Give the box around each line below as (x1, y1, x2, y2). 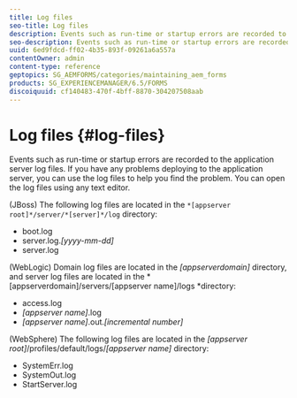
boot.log (21, 226, 53, 237)
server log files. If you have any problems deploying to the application (9, 164, 263, 174)
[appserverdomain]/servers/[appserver (9, 280, 152, 292)
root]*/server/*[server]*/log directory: (9, 209, 157, 219)
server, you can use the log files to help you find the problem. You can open (9, 173, 286, 184)
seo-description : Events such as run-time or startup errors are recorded (9, 37, 291, 47)
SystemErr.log (21, 360, 73, 371)
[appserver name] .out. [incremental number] (21, 317, 184, 327)
